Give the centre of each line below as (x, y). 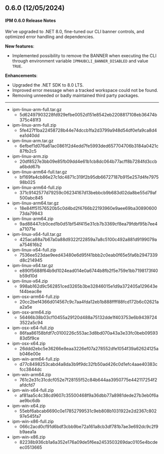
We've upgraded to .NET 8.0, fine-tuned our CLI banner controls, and (75, 31)
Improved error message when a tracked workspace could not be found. (85, 90)
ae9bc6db (30, 400)
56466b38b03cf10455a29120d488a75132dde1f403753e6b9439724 (88, 317)
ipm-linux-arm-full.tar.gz (37, 109)
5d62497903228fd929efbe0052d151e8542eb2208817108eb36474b (88, 114)
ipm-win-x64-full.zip (33, 390)
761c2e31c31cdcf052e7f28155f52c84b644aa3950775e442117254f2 (88, 380)
